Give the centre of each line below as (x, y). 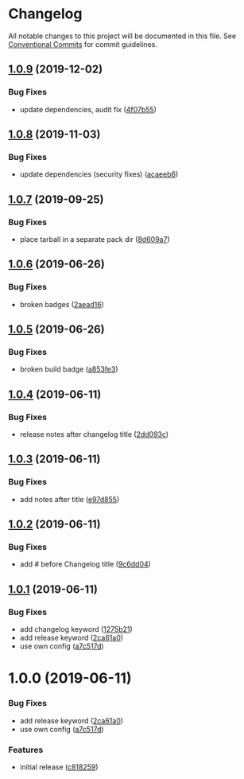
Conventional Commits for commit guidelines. (83, 44)
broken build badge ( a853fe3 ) (69, 369)
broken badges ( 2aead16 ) (62, 304)
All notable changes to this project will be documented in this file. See (122, 36)
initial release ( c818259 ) (59, 767)
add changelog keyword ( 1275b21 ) (76, 629)
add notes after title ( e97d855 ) (70, 499)
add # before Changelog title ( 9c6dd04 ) (85, 564)
